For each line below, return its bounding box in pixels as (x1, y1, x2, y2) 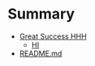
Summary (7, 5, 75, 23)
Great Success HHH (19, 31, 87, 41)
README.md (19, 48, 63, 58)
